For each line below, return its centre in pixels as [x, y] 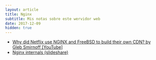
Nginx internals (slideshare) [40, 53]
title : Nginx [19, 14]
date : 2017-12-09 [23, 23]
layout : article [22, 10]
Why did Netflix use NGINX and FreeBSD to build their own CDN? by [81, 42]
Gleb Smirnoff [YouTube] [38, 47]
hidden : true [19, 28]
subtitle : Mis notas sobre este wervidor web [53, 19]
